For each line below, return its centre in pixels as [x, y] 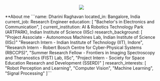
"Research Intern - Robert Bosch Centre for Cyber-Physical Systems [73, 48]
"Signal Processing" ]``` [28, 73]
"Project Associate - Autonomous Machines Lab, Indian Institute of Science [80, 37]
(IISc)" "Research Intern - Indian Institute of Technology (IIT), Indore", [74, 42]
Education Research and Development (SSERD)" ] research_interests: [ [76, 63]
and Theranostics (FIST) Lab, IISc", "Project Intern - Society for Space [75, 58]
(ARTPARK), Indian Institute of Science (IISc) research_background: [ [74, 32]
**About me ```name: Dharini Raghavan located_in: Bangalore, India [73, 16]
